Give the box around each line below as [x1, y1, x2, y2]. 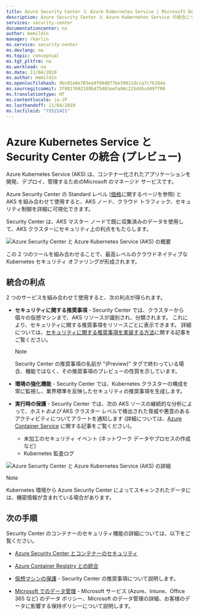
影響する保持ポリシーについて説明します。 [30, 602, 134, 609]
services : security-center [6, 20, 73, 25]
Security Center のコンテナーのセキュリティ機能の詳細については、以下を [6, 530, 185, 537]
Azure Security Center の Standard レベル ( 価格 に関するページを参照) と [6, 191, 182, 198]
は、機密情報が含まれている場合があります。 [6, 494, 115, 501]
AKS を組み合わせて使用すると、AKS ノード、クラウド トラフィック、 [6, 198, 176, 205]
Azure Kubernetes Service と [6, 135, 152, 149]
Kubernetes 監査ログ [23, 450, 75, 457]
